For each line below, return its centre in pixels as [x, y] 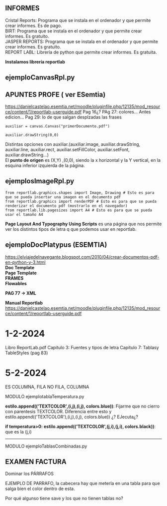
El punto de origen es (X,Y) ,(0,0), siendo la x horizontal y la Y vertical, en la [83, 160]
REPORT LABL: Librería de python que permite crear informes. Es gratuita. [81, 52]
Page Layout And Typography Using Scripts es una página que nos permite [83, 224]
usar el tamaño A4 [24, 214]
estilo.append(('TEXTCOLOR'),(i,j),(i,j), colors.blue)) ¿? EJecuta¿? [72, 417]
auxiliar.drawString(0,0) [32, 135]
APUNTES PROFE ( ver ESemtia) [55, 94]
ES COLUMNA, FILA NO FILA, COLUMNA [47, 387]
